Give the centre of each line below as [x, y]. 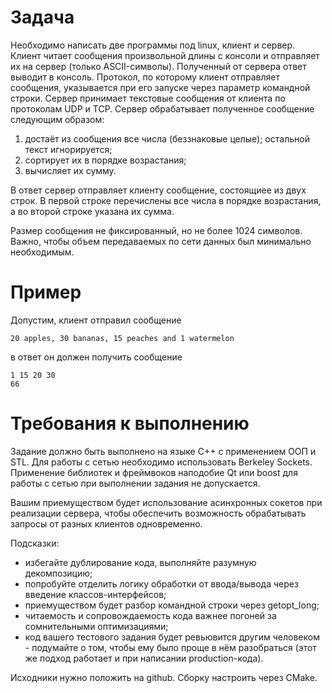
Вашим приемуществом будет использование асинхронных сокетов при [166, 502]
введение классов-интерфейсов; [95, 594]
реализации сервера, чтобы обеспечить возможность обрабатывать [158, 513]
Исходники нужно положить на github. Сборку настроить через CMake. [164, 677]
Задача [42, 17]
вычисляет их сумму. [70, 170]
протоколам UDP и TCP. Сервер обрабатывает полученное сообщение [162, 108]
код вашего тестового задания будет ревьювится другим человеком [172, 637]
